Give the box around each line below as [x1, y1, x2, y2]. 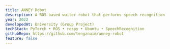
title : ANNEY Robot [5, 7, 47, 13]
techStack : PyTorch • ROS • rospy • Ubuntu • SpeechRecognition [5, 27, 145, 32]
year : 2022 [5, 17, 29, 22]
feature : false [5, 36, 38, 41]
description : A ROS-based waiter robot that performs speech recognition [5, 12, 165, 17]
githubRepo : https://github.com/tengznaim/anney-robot [5, 31, 124, 36]
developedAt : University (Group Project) [5, 21, 95, 27]
